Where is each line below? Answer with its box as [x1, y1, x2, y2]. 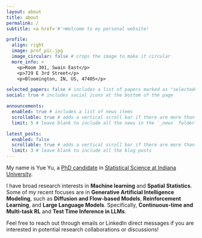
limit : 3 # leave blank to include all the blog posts [11, 148, 152, 154]
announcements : [6, 103, 44, 109]
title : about [6, 14, 39, 20]
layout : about [6, 8, 42, 15]
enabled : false [11, 136, 50, 142]
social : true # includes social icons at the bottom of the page [6, 92, 173, 98]
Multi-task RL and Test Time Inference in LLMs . [6, 208, 127, 215]
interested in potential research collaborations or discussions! [6, 226, 159, 233]
